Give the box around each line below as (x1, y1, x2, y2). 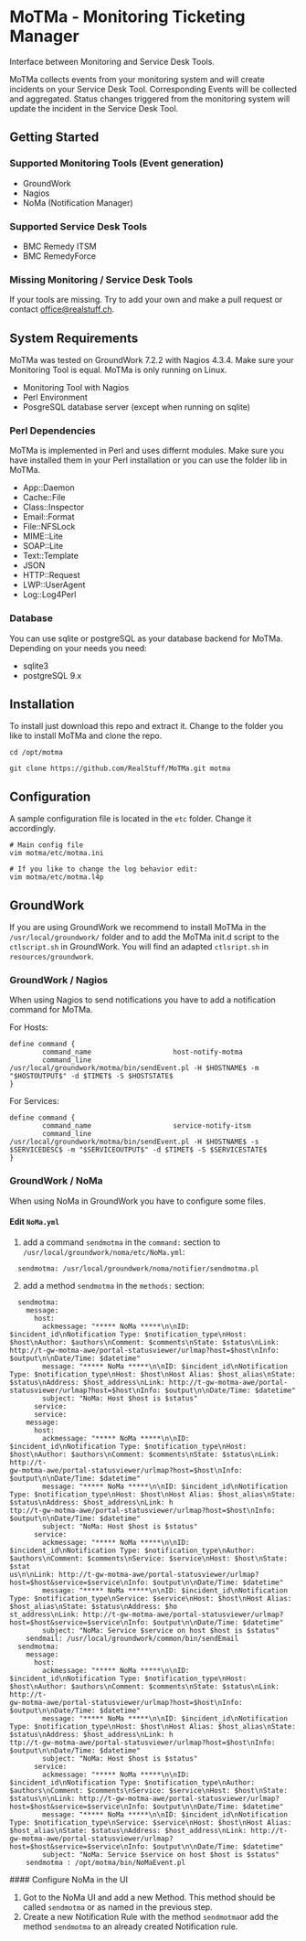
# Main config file (9, 841, 84, 850)
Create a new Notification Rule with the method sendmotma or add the (22, 1911, 279, 1922)
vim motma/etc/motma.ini (9, 849, 104, 858)
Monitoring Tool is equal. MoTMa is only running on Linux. (9, 364, 227, 376)
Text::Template (22, 551, 79, 562)
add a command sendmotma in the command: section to (22, 1237, 221, 1248)
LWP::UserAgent (22, 579, 86, 591)
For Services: (9, 1096, 59, 1107)
